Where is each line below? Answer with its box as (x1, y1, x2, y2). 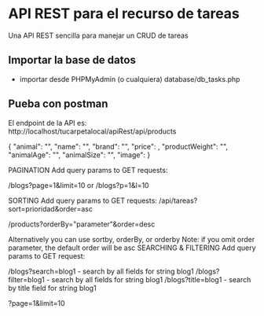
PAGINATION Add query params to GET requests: (8, 165, 168, 175)
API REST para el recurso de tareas (8, 5, 240, 23)
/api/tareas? (158, 196, 198, 205)
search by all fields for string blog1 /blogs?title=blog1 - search (51, 274, 251, 284)
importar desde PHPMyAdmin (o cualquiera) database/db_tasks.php (19, 74, 240, 83)
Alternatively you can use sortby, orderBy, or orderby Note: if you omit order (8, 234, 255, 244)
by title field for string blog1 (8, 283, 97, 292)
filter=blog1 (8, 274, 45, 284)
